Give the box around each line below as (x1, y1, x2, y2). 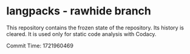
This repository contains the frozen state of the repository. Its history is (6, 24, 184, 31)
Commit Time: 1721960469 (6, 42, 74, 49)
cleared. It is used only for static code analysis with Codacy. (6, 30, 157, 37)
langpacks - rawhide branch (6, 4, 152, 18)
